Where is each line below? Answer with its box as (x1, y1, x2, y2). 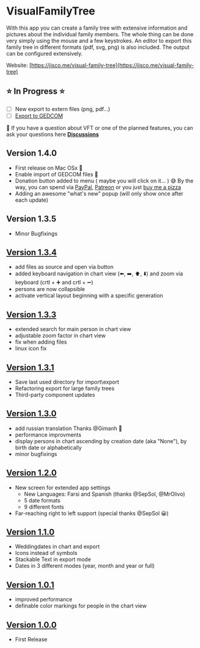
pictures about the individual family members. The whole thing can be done (6, 30, 194, 37)
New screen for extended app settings (14, 484, 111, 491)
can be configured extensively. (6, 50, 83, 57)
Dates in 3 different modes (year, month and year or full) (14, 562, 155, 569)
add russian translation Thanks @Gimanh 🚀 (14, 425, 122, 432)
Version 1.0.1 (6, 580, 55, 590)
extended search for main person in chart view (14, 326, 131, 333)
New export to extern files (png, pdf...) (14, 105, 110, 112)
